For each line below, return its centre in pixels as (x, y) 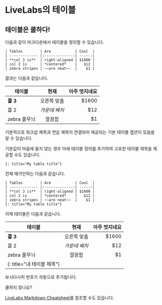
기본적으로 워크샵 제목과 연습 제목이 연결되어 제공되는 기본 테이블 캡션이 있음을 (80, 132)
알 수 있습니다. (19, 138)
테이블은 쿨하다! (28, 30)
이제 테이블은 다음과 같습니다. (33, 214)
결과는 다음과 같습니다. (27, 78)
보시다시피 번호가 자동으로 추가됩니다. (41, 277)
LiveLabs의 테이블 (40, 10)
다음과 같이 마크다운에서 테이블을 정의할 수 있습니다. (54, 42)
